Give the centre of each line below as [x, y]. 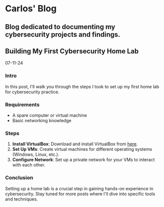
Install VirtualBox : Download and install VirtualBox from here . [75, 144]
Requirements [22, 104]
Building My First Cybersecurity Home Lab [72, 51]
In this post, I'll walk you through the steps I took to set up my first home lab [82, 86]
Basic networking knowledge [42, 120]
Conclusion [19, 178]
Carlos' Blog [31, 9]
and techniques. [21, 199]
